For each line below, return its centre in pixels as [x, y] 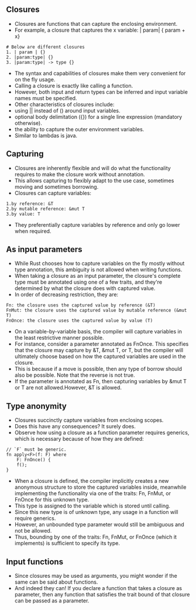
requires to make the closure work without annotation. [80, 174]
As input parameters [44, 249]
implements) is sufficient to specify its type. [67, 543]
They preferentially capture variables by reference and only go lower [97, 224]
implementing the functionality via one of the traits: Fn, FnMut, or [93, 493]
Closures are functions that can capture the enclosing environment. [96, 23]
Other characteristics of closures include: [64, 104]
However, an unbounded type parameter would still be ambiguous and [99, 524]
